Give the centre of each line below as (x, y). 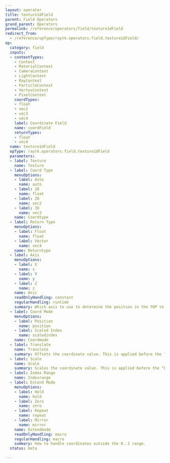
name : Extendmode (33, 430)
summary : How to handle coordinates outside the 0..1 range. (80, 444)
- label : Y (26, 274)
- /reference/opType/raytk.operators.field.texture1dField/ (74, 39)
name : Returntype (33, 251)
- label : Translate (30, 345)
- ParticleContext (34, 85)
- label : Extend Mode (33, 382)
